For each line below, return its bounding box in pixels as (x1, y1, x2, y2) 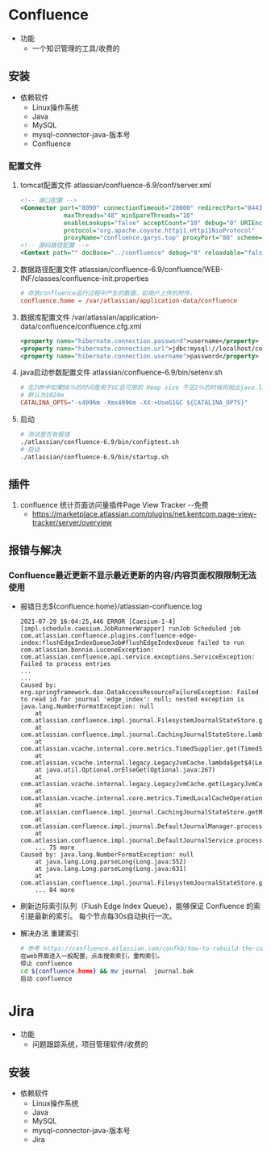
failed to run (197, 639, 244, 647)
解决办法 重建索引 (19, 928, 79, 938)
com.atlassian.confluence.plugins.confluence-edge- (19, 632, 198, 640)
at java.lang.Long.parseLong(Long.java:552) (35, 858, 187, 866)
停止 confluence (19, 959, 73, 968)
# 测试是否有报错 (19, 430, 70, 439)
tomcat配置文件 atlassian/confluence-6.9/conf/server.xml (19, 180, 211, 190)
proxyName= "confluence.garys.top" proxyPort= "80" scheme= (63, 234, 263, 242)
